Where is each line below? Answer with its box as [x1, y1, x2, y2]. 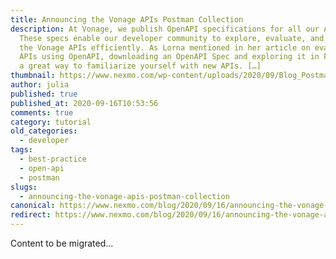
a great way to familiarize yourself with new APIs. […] [19, 61, 262, 71]
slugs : [10, 182, 38, 192]
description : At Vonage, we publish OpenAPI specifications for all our [10, 24, 320, 34]
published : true [10, 89, 78, 99]
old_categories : [10, 126, 78, 136]
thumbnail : [10, 71, 56, 81]
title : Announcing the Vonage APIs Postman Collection [10, 14, 244, 25]
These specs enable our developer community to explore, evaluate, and [19, 33, 325, 43]
